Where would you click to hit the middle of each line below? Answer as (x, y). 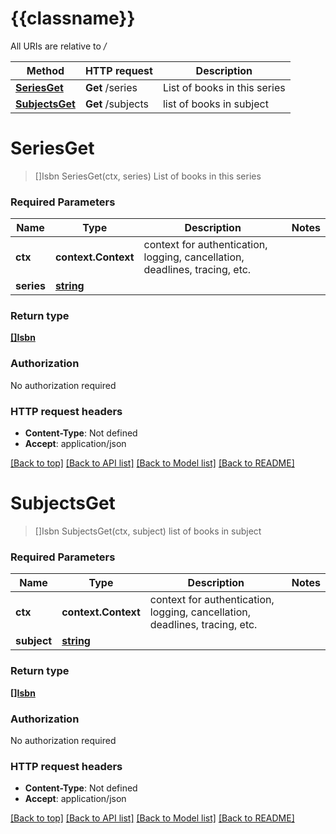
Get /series (111, 87)
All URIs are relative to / (58, 46)
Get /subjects (116, 104)
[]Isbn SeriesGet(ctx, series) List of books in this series (148, 176)
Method (45, 70)
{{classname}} (73, 18)
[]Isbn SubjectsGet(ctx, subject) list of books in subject (148, 531)
